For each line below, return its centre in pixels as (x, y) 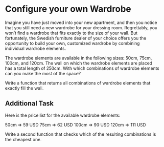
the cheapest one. (23, 139)
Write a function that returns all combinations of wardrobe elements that (78, 83)
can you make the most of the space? (43, 73)
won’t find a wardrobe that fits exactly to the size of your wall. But (71, 33)
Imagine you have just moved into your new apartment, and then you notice (81, 22)
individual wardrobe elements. (35, 48)
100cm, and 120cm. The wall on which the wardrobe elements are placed (79, 63)
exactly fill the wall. (24, 88)
